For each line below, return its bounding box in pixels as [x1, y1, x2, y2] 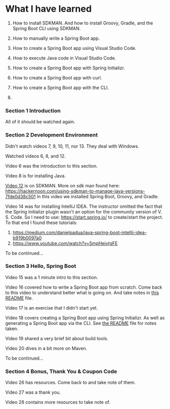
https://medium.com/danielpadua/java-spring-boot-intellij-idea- [12, 229, 147, 235]
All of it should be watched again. [5, 119, 75, 125]
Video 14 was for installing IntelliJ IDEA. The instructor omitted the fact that [5, 203, 162, 209]
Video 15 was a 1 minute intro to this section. [5, 274, 98, 280]
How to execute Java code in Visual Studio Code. [12, 54, 117, 61]
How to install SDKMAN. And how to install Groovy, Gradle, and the [12, 20, 153, 26]
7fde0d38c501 [5, 193, 36, 199]
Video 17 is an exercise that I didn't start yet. [5, 305, 98, 311]
